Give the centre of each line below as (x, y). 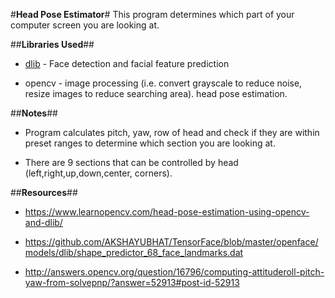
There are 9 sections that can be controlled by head (131, 162)
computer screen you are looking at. (85, 25)
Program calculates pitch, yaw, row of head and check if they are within (172, 132)
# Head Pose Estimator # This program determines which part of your (152, 14)
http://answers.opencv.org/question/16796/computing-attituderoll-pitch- (174, 272)
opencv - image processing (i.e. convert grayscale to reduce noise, (163, 83)
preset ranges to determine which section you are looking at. (150, 143)
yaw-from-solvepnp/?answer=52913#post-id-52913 (132, 282)
